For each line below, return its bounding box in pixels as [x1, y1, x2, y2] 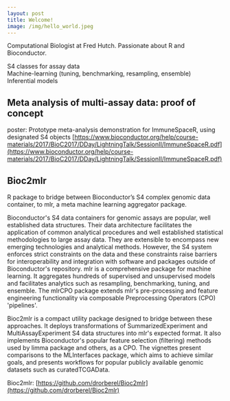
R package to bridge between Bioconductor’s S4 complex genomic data [7, 193, 211, 201]
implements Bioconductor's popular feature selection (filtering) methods [7, 336, 211, 344]
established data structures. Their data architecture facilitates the [7, 221, 192, 229]
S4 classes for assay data [7, 62, 80, 71]
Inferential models [7, 77, 58, 85]
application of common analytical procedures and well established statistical [7, 228, 223, 236]
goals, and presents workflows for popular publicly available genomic [7, 358, 204, 366]
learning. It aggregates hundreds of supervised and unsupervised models [7, 272, 216, 280]
